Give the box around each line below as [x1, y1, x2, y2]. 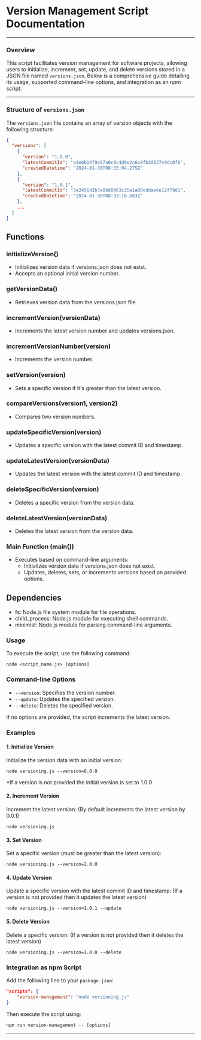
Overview [6, 46, 35, 54]
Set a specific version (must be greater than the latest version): [6, 850, 162, 857]
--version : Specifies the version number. [14, 689, 116, 696]
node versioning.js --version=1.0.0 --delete [6, 949, 121, 955]
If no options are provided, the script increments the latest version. [6, 713, 170, 721]
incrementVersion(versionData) [6, 313, 100, 322]
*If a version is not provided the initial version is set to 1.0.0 [6, 778, 153, 786]
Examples [6, 728, 36, 736]
